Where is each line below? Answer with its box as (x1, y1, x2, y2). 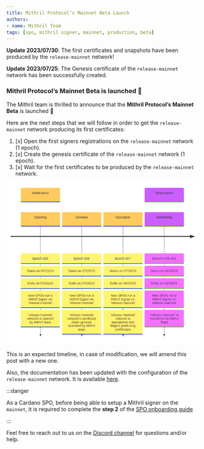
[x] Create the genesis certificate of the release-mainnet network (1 (15, 150, 185, 158)
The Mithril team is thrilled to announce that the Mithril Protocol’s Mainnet (6, 101, 194, 108)
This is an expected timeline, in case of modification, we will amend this (6, 350, 187, 357)
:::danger (6, 387, 29, 394)
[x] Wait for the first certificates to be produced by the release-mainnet (15, 163, 194, 170)
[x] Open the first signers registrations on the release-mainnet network (15, 137, 194, 145)
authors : (6, 16, 29, 23)
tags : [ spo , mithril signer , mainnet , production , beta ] (6, 29, 155, 35)
